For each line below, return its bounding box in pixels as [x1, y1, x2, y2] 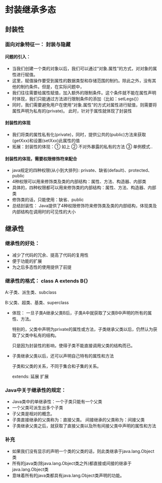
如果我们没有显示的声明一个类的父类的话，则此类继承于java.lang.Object [12, 448, 155, 454]
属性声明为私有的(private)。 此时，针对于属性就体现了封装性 [12, 108, 132, 114]
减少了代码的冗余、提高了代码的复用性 [12, 252, 88, 258]
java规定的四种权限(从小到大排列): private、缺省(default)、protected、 [12, 168, 152, 173]
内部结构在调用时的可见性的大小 [12, 209, 76, 215]
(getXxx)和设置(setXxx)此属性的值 [12, 138, 80, 143]
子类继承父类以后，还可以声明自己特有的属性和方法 [12, 353, 114, 359]
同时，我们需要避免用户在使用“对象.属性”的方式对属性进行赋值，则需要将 [12, 102, 157, 108]
